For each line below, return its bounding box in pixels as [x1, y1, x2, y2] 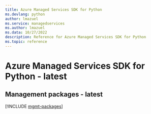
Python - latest [5, 71, 67, 82]
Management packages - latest [5, 90, 103, 99]
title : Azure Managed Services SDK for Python [5, 7, 102, 12]
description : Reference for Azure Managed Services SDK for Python [5, 35, 147, 40]
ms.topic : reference [5, 39, 48, 44]
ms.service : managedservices [5, 21, 65, 26]
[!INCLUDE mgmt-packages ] [5, 103, 63, 109]
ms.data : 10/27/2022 [5, 30, 48, 35]
